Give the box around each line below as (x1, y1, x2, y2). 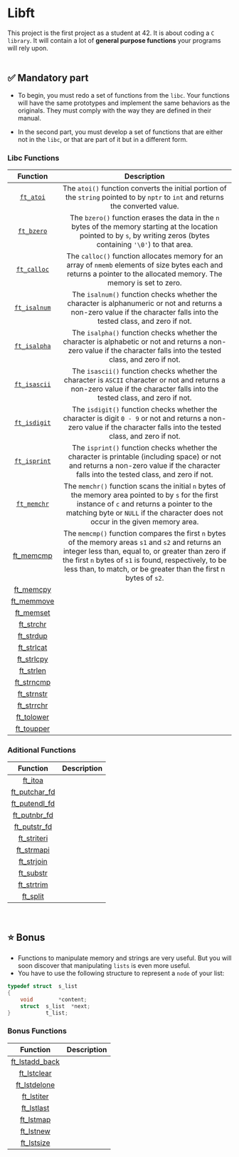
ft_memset (15, 608, 51, 618)
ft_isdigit (14, 419, 51, 427)
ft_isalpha (14, 342, 51, 350)
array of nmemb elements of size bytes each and (66, 260, 223, 270)
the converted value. (110, 201, 179, 211)
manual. (17, 113, 41, 122)
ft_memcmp (13, 551, 53, 561)
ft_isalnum (14, 304, 51, 312)
